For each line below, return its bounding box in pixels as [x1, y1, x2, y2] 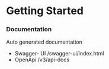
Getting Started [6, 4, 84, 18]
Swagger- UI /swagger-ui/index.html [14, 50, 104, 57]
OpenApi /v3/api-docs [14, 56, 70, 63]
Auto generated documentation [6, 38, 83, 45]
